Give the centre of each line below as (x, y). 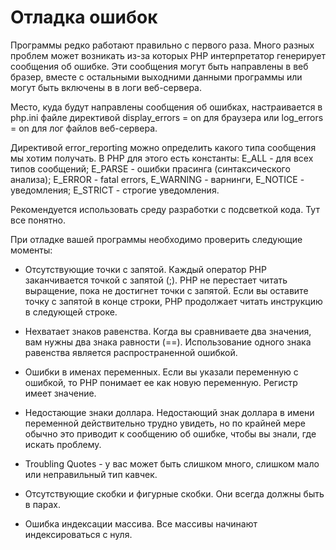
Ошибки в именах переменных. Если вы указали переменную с (161, 372)
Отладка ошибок (84, 17)
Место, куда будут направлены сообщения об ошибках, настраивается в (166, 107)
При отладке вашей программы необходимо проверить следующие (156, 239)
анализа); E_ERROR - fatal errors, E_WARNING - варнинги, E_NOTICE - (157, 179)
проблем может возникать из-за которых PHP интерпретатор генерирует (168, 55)
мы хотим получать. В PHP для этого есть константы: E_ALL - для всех (162, 158)
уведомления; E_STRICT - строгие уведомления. (115, 190)
